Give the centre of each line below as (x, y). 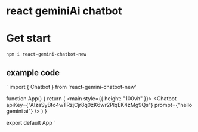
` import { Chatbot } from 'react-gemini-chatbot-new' (72, 87)
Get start (29, 39)
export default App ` (31, 122)
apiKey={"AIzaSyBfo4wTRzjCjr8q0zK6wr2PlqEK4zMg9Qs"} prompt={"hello (99, 105)
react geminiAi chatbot (64, 11)
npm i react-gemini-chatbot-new (46, 54)
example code (33, 73)
